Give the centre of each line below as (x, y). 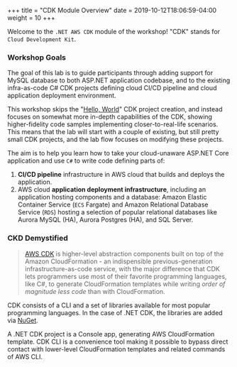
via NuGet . (23, 320)
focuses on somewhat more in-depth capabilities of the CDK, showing (110, 117)
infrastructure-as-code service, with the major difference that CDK (122, 268)
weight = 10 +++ (31, 18)
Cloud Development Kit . (42, 39)
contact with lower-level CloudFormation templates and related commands (116, 349)
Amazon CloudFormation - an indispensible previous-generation (118, 261)
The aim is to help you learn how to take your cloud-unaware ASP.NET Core (118, 153)
